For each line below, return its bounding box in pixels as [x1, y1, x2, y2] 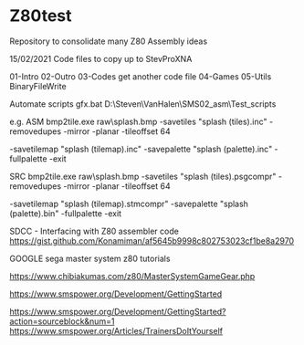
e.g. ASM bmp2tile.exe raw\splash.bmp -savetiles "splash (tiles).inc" [9, 116, 267, 127]
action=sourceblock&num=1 [9, 316, 115, 327]
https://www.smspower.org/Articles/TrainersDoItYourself [9, 325, 224, 336]
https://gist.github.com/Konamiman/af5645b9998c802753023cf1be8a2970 [9, 235, 295, 246]
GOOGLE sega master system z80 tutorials [9, 253, 171, 264]
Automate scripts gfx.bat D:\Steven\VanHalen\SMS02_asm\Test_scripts [9, 98, 277, 110]
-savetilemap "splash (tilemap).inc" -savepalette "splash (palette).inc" [9, 143, 273, 154]
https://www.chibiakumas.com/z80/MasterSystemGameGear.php [9, 270, 256, 281]
